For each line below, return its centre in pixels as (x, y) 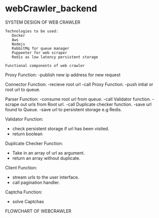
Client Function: (21, 167)
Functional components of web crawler (45, 65)
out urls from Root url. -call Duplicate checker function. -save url (86, 104)
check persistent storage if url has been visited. (61, 128)
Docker (19, 35)
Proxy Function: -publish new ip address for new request (63, 75)
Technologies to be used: (32, 31)
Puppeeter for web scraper (40, 53)
